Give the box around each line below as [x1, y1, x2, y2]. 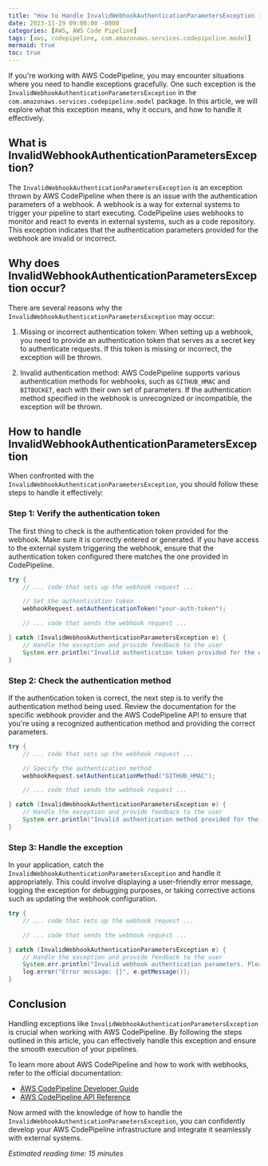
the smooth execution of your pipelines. [8, 1044, 139, 1053]
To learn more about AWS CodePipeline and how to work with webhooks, [8, 1060, 249, 1069]
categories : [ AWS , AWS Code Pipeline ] [8, 26, 137, 34]
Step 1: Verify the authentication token [8, 508, 161, 519]
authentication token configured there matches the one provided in [8, 551, 229, 561]
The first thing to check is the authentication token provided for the [8, 526, 229, 535]
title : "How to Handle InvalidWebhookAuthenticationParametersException [8, 11, 255, 20]
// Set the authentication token [22, 597, 134, 606]
